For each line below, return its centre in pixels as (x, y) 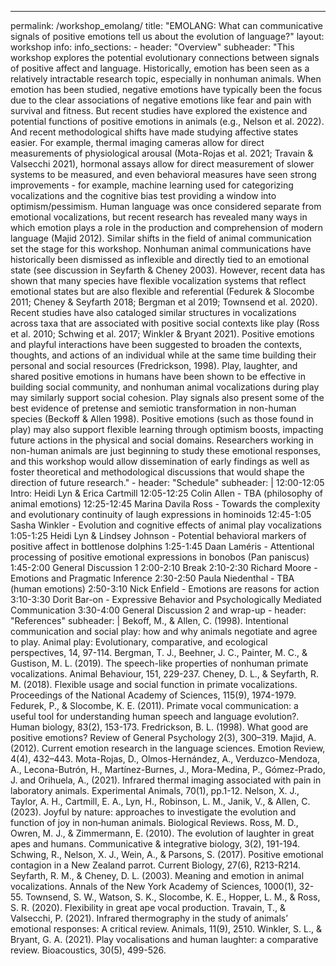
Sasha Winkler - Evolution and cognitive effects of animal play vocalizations (166, 525)
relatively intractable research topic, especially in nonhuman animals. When (166, 79)
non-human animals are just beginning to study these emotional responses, (166, 450)
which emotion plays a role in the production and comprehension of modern (167, 227)
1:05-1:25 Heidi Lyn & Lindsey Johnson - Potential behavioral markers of (158, 535)
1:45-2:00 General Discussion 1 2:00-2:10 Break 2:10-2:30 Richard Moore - (164, 567)
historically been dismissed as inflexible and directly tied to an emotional (160, 259)
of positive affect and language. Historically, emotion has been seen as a (160, 68)
